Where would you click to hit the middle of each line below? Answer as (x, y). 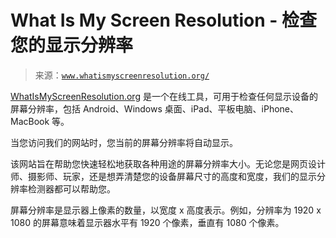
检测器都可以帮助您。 (71, 188)
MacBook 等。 (40, 121)
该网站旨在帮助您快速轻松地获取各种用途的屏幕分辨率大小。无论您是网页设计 (168, 163)
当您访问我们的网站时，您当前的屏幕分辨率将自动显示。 (124, 142)
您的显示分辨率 (72, 45)
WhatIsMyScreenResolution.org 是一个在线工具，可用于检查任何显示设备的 (164, 96)
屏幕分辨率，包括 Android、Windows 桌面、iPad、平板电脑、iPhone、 (154, 108)
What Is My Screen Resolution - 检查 (164, 20)
